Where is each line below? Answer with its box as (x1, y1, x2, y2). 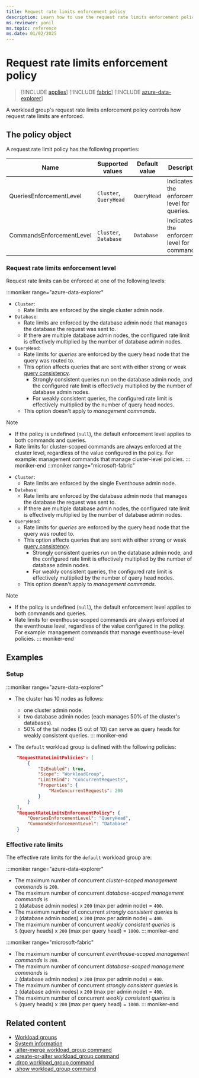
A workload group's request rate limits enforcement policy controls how (6, 106, 181, 113)
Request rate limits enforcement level (6, 263, 117, 272)
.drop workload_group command (14, 1059, 95, 1066)
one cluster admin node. (23, 707, 83, 714)
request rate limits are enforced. (6, 113, 85, 120)
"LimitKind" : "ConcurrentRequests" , (37, 777, 129, 783)
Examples (6, 652, 43, 662)
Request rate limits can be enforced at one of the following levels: (6, 277, 166, 285)
